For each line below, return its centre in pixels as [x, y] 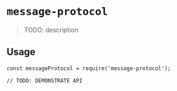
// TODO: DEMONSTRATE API [44, 80]
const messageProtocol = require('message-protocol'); [89, 68]
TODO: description [51, 30]
